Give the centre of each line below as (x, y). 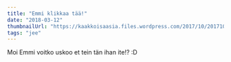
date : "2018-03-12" (35, 20)
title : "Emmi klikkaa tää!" (47, 13)
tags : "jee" (24, 33)
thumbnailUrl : (27, 26)
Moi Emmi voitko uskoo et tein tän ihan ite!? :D (72, 52)
